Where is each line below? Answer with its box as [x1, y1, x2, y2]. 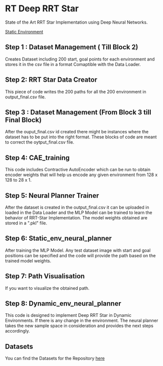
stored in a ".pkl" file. [5, 220, 47, 226]
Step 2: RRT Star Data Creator [5, 76, 97, 84]
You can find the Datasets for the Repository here [5, 355, 105, 362]
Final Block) [5, 116, 42, 124]
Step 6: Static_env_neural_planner [5, 234, 112, 243]
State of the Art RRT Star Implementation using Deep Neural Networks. [5, 19, 148, 25]
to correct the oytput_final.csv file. [5, 139, 74, 145]
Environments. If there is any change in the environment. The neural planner [5, 318, 158, 324]
